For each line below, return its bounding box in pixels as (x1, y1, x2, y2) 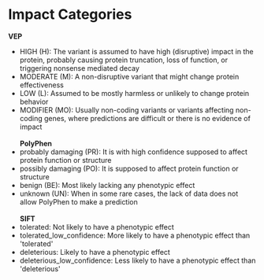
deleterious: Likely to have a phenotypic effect (19, 247, 171, 256)
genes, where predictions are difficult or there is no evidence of (43, 113, 251, 123)
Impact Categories (8, 6, 132, 24)
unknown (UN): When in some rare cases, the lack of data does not (19, 189, 239, 198)
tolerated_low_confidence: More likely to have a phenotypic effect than (19, 230, 251, 240)
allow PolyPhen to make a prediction (19, 197, 138, 206)
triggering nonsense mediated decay (19, 63, 140, 72)
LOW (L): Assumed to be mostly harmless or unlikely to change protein (19, 88, 250, 98)
